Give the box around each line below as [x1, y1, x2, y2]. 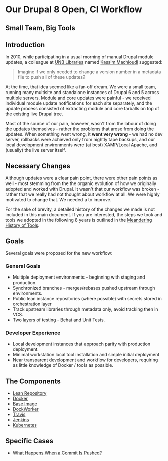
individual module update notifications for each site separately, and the [5, 100, 152, 106]
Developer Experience [5, 329, 61, 336]
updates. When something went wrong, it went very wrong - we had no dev [5, 131, 163, 137]
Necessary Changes [5, 162, 71, 170]
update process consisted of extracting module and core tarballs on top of [5, 106, 159, 112]
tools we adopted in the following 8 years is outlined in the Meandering [5, 217, 152, 223]
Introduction [5, 40, 45, 49]
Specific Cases [5, 436, 54, 445]
